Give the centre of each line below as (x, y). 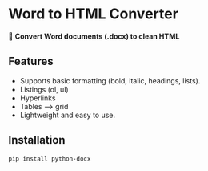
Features (31, 61)
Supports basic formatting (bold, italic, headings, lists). (110, 80)
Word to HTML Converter (93, 14)
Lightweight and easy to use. (68, 115)
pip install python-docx (50, 159)
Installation (37, 140)
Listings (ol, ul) (44, 89)
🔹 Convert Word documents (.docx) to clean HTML (94, 36)
